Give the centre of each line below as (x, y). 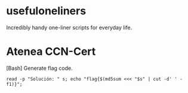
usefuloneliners (46, 11)
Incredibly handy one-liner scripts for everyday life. (69, 27)
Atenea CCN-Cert (51, 52)
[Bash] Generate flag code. (39, 68)
